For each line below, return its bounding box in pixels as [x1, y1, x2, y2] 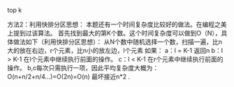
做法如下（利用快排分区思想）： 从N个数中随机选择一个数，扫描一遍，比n [13, 38, 222, 46]
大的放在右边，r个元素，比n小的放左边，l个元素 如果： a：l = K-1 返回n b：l [7, 47, 224, 54]
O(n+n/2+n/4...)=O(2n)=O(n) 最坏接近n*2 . [7, 72, 131, 81]
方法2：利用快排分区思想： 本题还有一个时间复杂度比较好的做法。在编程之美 [7, 20, 227, 29]
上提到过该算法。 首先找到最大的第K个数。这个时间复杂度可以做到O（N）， [7, 29, 221, 37]
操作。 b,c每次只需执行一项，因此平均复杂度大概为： [7, 64, 159, 72]
